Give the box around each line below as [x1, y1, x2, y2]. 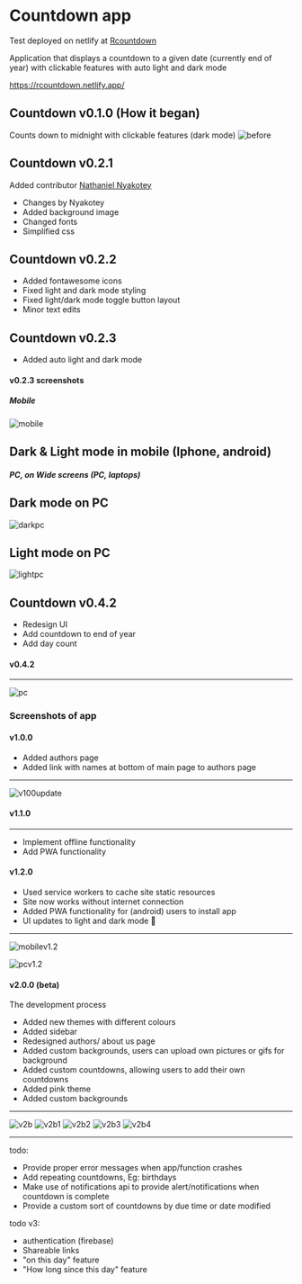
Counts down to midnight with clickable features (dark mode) [9, 130, 236, 140]
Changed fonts [22, 216, 78, 227]
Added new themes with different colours [22, 1017, 176, 1028]
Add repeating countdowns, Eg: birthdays [22, 1172, 177, 1183]
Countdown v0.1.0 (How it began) [9, 105, 200, 121]
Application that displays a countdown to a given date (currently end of [9, 52, 272, 63]
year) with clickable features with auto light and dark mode [9, 62, 227, 73]
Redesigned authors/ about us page [22, 1036, 155, 1046]
